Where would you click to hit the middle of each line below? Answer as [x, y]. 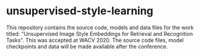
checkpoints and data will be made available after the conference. [87, 46]
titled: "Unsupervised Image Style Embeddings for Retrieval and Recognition [100, 33]
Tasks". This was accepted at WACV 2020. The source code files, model [95, 40]
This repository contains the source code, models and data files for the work [100, 27]
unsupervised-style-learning [80, 11]
